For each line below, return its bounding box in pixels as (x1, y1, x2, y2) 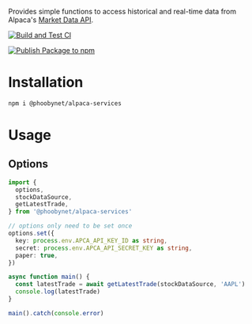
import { (8, 178, 37, 186)
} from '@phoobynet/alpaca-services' (8, 208, 133, 216)
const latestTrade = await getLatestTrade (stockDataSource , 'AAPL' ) (15, 281, 246, 288)
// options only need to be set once (8, 222, 133, 230)
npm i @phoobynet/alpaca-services (8, 99, 122, 107)
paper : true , (15, 251, 58, 259)
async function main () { (8, 273, 90, 281)
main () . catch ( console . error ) (8, 309, 104, 317)
